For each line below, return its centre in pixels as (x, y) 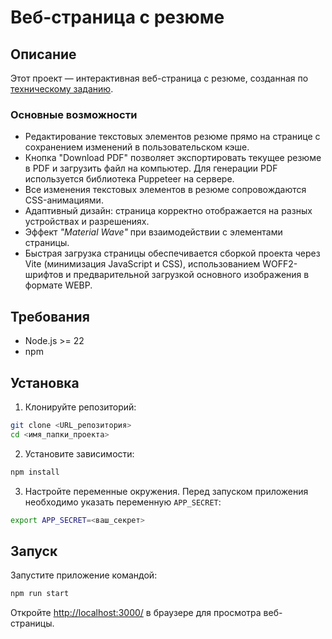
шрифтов (44, 275)
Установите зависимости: (79, 453)
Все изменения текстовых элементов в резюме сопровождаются (165, 190)
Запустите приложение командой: (84, 575)
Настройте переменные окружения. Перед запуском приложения (166, 491)
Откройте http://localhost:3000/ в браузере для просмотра (136, 613)
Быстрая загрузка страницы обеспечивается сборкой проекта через (172, 253)
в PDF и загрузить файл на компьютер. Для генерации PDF (151, 168)
